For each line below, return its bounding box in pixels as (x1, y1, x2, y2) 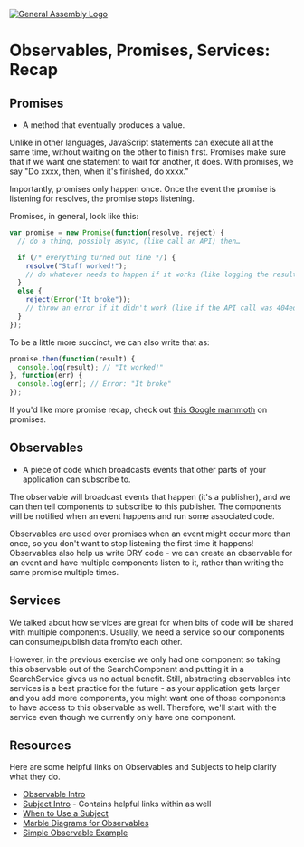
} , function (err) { (9, 371, 83, 380)
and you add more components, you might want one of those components (9, 692, 287, 703)
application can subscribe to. (22, 474, 131, 485)
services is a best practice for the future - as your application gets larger (9, 682, 280, 693)
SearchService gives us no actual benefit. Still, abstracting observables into (9, 673, 291, 684)
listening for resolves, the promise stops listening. (9, 193, 195, 204)
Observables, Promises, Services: (9, 41, 271, 61)
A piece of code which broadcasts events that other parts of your (22, 464, 267, 475)
